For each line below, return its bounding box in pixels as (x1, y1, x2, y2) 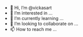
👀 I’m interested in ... (10, 10, 53, 16)
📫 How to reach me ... (10, 26, 57, 32)
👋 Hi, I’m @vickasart (10, 5, 52, 10)
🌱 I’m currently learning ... (10, 15, 64, 21)
